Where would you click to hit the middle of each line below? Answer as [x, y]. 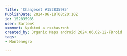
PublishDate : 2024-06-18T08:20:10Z [42, 14]
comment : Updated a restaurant [37, 28]
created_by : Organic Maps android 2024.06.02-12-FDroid [63, 32]
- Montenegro [18, 42]
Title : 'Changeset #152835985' [37, 10]
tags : [11, 37]
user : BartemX [20, 23]
